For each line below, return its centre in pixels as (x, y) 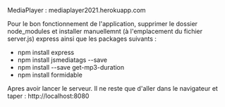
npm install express (46, 52)
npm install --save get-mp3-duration (71, 67)
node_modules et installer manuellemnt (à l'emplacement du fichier (105, 31)
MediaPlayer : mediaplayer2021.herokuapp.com (77, 10)
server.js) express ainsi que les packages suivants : (82, 39)
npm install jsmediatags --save (62, 60)
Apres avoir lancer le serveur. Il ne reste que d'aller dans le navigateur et (113, 88)
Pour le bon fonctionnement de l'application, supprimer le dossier (103, 24)
